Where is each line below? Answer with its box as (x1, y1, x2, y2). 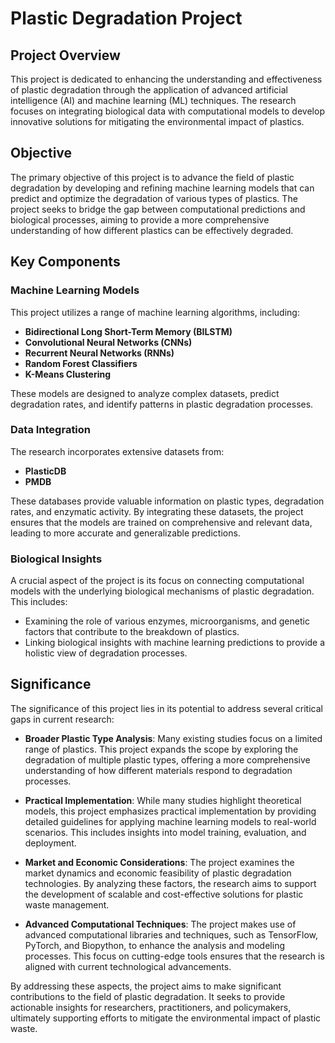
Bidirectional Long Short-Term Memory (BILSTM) (24, 325, 233, 337)
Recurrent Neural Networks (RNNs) (24, 347, 175, 359)
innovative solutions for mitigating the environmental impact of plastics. (10, 116, 305, 127)
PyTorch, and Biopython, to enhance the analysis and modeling (24, 939, 285, 951)
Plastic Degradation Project (10, 7, 243, 30)
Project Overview (10, 47, 121, 64)
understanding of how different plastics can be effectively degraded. (10, 224, 294, 236)
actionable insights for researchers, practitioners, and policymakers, (10, 1001, 292, 1013)
